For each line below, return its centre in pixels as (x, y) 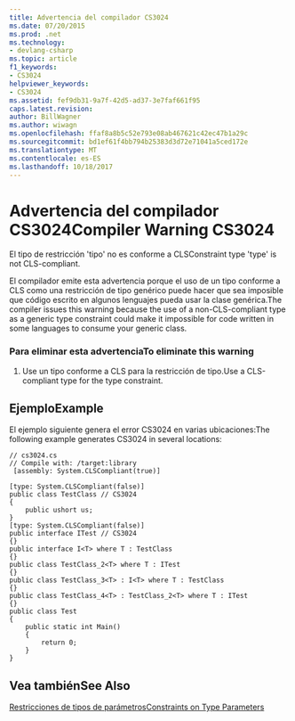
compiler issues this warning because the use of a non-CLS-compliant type (147, 309)
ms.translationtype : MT (53, 150)
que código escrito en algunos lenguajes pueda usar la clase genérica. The (146, 300)
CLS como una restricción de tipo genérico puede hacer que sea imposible (147, 291)
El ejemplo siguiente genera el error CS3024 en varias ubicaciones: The (140, 430)
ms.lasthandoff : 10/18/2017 (61, 167)
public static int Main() (73, 627)
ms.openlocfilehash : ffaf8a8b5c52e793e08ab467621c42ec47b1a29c (129, 134)
